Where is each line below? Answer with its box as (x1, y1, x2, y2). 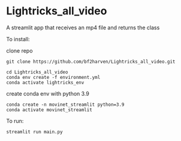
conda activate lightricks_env (6, 79, 85, 85)
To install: (6, 35, 30, 42)
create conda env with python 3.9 (6, 90, 90, 97)
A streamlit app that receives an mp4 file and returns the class (6, 24, 160, 31)
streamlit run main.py (6, 128, 63, 135)
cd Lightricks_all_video (6, 69, 68, 75)
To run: (6, 117, 24, 124)
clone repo (6, 47, 33, 54)
